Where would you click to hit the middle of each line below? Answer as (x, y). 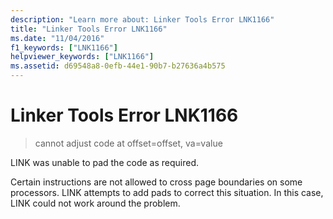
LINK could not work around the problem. (95, 203)
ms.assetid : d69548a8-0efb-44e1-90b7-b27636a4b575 (118, 66)
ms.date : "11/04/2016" (57, 38)
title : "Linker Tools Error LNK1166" (89, 29)
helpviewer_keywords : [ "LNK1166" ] (82, 57)
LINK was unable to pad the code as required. (104, 162)
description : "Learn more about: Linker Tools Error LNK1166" (142, 19)
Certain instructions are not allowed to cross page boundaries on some (156, 182)
